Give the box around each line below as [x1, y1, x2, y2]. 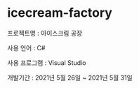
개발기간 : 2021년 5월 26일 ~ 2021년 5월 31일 [7, 73, 133, 82]
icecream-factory [7, 5, 112, 21]
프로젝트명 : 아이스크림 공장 [7, 29, 83, 37]
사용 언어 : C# [7, 43, 46, 52]
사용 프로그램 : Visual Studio [7, 58, 86, 67]
